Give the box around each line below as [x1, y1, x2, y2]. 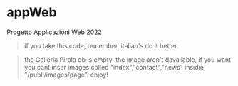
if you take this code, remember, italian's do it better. [24, 41, 179, 50]
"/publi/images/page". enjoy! [24, 70, 108, 79]
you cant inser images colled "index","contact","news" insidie [24, 63, 205, 71]
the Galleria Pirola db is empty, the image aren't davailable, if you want [24, 55, 232, 64]
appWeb [6, 4, 58, 21]
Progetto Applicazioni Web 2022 [6, 28, 103, 36]
